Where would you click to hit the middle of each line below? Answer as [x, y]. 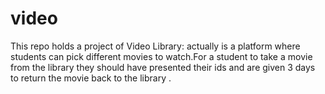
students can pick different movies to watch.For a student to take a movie [161, 56]
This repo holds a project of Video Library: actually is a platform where [155, 46]
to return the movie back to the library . [91, 78]
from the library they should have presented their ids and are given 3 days [163, 67]
